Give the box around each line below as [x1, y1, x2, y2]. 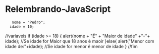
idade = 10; [9, 24, 35, 29]
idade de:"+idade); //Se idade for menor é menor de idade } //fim [5, 43, 138, 49]
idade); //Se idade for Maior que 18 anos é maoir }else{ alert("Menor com [5, 38, 155, 44]
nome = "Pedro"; [11, 20, 46, 25]
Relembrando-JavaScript [5, 3, 111, 15]
